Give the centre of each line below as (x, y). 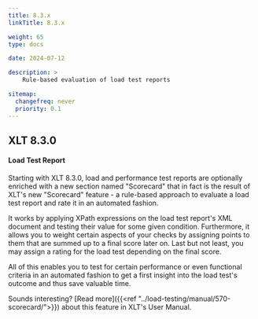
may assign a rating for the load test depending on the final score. (115, 251)
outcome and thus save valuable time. (70, 284)
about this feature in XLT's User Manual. (127, 307)
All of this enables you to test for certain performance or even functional (125, 267)
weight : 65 (26, 37)
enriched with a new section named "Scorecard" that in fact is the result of (129, 186)
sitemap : (22, 94)
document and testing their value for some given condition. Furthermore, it (129, 227)
